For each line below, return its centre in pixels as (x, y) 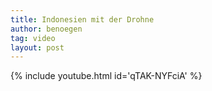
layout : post (37, 47)
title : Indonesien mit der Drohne (82, 19)
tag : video (33, 38)
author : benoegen (46, 29)
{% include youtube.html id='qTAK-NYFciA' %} (106, 76)
